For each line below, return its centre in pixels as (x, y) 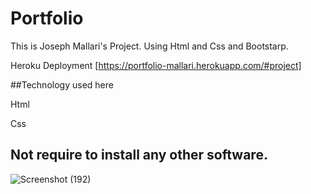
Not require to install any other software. (139, 155)
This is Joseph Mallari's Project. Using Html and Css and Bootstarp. (149, 46)
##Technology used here (62, 84)
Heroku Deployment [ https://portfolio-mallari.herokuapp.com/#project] (156, 65)
